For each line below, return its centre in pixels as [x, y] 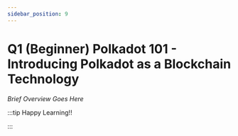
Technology [43, 79]
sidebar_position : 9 [38, 14]
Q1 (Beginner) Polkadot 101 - [92, 49]
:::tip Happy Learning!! [40, 112]
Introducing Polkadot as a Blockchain [119, 64]
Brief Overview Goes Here [45, 98]
